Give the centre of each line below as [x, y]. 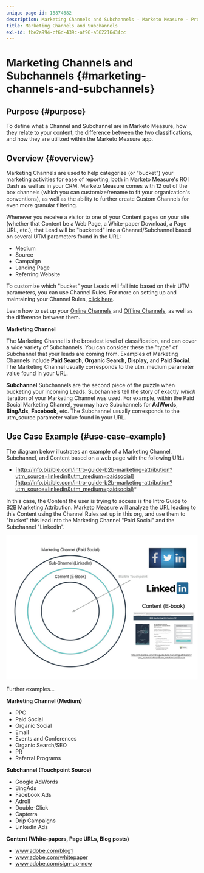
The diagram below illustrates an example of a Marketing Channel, [89, 451]
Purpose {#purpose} [46, 111]
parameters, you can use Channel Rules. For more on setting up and [92, 293]
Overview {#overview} [50, 158]
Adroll [22, 801]
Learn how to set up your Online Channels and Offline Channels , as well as [100, 311]
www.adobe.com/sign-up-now [53, 863]
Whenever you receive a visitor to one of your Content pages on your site [98, 217]
